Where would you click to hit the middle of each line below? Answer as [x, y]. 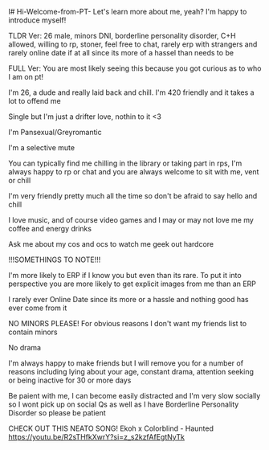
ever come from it [38, 308]
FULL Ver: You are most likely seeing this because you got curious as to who [135, 68]
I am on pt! [26, 77]
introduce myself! [37, 20]
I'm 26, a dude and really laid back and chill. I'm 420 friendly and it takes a [131, 92]
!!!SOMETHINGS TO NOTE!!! [55, 260]
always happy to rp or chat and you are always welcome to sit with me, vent [134, 172]
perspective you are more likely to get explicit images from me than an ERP [132, 284]
